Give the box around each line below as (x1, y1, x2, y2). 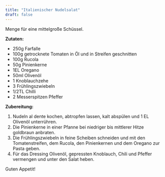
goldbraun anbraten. (12, 129, 56, 135)
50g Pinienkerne (12, 62, 47, 68)
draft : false (5, 12, 33, 17)
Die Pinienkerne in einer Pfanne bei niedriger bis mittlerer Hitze (12, 124, 144, 130)
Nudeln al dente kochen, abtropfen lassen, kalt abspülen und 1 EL (12, 113, 149, 119)
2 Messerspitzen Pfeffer (12, 94, 63, 100)
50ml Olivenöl (12, 72, 42, 78)
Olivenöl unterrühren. (12, 119, 57, 125)
